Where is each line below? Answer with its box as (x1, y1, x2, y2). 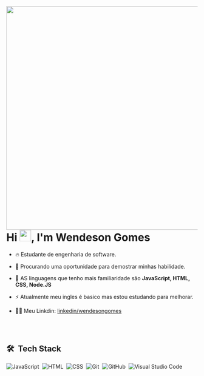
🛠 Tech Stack (6, 344, 62, 354)
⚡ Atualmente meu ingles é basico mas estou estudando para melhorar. (15, 293, 194, 300)
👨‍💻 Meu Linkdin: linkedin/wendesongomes (15, 307, 122, 314)
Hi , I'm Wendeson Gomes (6, 230, 151, 244)
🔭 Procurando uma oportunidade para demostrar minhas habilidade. (15, 263, 186, 270)
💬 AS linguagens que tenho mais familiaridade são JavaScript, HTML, (15, 274, 190, 281)
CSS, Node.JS (15, 281, 52, 288)
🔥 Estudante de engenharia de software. (15, 250, 117, 258)
